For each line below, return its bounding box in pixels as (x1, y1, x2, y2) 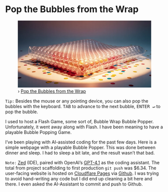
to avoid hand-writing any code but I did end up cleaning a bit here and (5, 175, 152, 181)
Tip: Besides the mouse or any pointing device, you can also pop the (5, 98, 148, 104)
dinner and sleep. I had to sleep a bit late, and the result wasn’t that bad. (5, 150, 155, 156)
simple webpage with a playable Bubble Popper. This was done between (5, 144, 156, 150)
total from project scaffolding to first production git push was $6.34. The (5, 165, 157, 171)
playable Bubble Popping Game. (5, 129, 72, 135)
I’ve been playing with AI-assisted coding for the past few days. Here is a (5, 139, 157, 145)
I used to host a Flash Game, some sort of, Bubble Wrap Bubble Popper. (5, 118, 154, 124)
